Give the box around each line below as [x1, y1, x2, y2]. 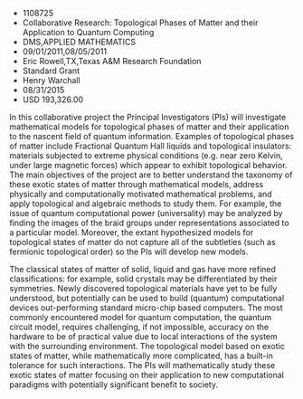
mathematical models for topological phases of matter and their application [9, 121, 289, 132]
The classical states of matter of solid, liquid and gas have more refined [9, 264, 276, 274]
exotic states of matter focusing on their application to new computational [9, 370, 285, 380]
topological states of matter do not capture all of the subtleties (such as [9, 237, 276, 247]
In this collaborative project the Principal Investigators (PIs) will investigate [9, 112, 287, 122]
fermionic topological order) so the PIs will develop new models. [9, 246, 249, 257]
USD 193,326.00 [22, 94, 84, 105]
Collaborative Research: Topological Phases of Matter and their [22, 17, 259, 28]
